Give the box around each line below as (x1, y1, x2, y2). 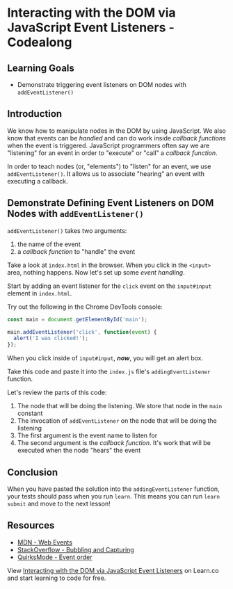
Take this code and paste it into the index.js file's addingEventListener (7, 367, 211, 376)
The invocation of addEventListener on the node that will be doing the (17, 417, 217, 425)
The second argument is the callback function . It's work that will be (17, 439, 211, 447)
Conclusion (7, 466, 58, 478)
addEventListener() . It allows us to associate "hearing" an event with (7, 169, 205, 178)
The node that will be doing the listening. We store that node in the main (17, 402, 223, 410)
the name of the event (17, 240, 81, 248)
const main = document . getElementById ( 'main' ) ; (7, 316, 148, 323)
